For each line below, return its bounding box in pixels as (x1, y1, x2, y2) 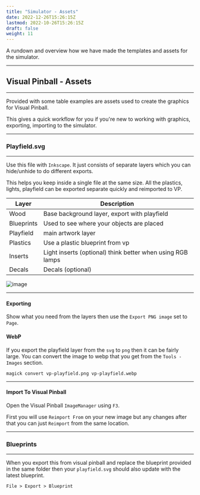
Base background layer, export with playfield (43, 209, 168, 218)
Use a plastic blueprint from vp (43, 239, 130, 247)
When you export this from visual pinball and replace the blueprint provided (6, 459, 192, 466)
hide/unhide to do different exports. (6, 168, 93, 175)
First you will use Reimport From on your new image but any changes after (6, 413, 187, 420)
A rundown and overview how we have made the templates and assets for (6, 47, 188, 54)
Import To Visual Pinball (6, 389, 67, 396)
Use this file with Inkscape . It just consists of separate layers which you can (6, 161, 191, 168)
